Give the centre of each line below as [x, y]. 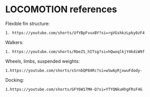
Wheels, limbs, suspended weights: [43, 61]
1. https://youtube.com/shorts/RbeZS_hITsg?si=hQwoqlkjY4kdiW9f [75, 52]
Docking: [15, 80]
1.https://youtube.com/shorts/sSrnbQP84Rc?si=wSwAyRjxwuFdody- [74, 70]
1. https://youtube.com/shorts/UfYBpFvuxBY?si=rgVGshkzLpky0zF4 [75, 33]
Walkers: [15, 42]
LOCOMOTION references [61, 9]
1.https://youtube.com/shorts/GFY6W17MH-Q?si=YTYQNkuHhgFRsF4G [74, 89]
